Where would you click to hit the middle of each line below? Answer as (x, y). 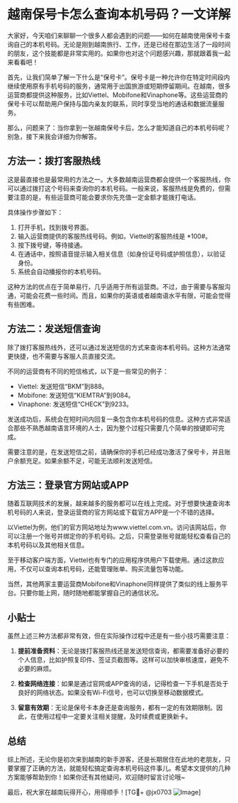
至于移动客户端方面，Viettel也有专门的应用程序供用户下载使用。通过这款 (113, 560)
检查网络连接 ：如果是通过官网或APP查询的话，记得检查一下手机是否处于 (123, 684)
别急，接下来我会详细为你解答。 (54, 136)
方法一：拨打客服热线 (54, 161)
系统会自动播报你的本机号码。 (61, 271)
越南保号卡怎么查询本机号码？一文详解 (119, 15)
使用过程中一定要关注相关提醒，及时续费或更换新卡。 (114, 717)
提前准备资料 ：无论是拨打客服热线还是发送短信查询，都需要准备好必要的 (123, 651)
